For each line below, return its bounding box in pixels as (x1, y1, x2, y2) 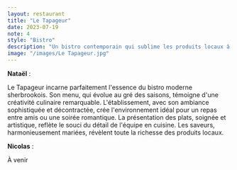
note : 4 (7, 30, 31, 38)
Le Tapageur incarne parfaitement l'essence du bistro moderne (7, 83, 193, 91)
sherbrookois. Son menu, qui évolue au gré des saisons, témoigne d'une (7, 90, 219, 99)
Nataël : (7, 69, 31, 78)
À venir (7, 155, 28, 164)
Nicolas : (7, 142, 34, 150)
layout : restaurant (7, 10, 65, 18)
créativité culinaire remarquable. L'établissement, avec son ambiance (7, 98, 209, 106)
